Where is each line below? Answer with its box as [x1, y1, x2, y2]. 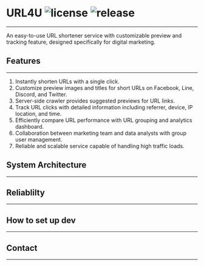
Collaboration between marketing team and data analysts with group [15, 129, 187, 137]
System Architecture [6, 160, 87, 170]
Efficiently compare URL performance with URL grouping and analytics [15, 116, 192, 124]
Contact [6, 243, 38, 253]
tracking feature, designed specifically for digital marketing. [6, 38, 156, 46]
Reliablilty [6, 187, 46, 197]
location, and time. [15, 110, 62, 117]
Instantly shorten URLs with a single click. [15, 78, 120, 85]
